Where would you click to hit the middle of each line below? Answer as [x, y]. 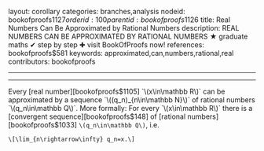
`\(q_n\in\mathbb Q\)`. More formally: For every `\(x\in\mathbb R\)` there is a [130, 108]
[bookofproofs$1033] [42, 125]
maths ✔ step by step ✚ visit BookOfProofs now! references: [106, 45]
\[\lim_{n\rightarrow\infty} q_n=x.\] [71, 139]
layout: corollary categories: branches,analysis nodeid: [97, 11]
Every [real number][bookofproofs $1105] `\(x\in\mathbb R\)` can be [117, 91]
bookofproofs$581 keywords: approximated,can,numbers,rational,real [121, 53]
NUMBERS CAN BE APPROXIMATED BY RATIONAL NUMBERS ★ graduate [128, 36]
